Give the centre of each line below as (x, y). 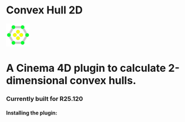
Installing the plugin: (32, 113)
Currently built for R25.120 (45, 99)
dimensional (37, 81)
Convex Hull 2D (45, 10)
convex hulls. (103, 81)
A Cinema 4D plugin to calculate (86, 68)
